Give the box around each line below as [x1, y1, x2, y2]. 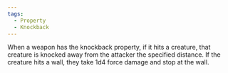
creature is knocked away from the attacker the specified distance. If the [7, 50, 221, 59]
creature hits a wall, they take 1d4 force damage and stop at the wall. [7, 58, 209, 67]
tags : [7, 10, 24, 18]
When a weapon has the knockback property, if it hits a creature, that [7, 43, 211, 52]
